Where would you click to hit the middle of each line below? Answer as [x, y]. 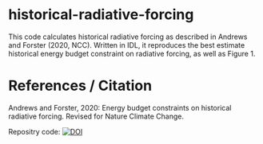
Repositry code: [34, 131]
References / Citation [80, 86]
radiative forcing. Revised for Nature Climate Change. [96, 116]
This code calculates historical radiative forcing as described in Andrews [128, 37]
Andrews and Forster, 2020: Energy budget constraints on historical [120, 107]
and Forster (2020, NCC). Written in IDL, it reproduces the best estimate [127, 45]
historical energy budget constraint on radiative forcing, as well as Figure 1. [132, 53]
